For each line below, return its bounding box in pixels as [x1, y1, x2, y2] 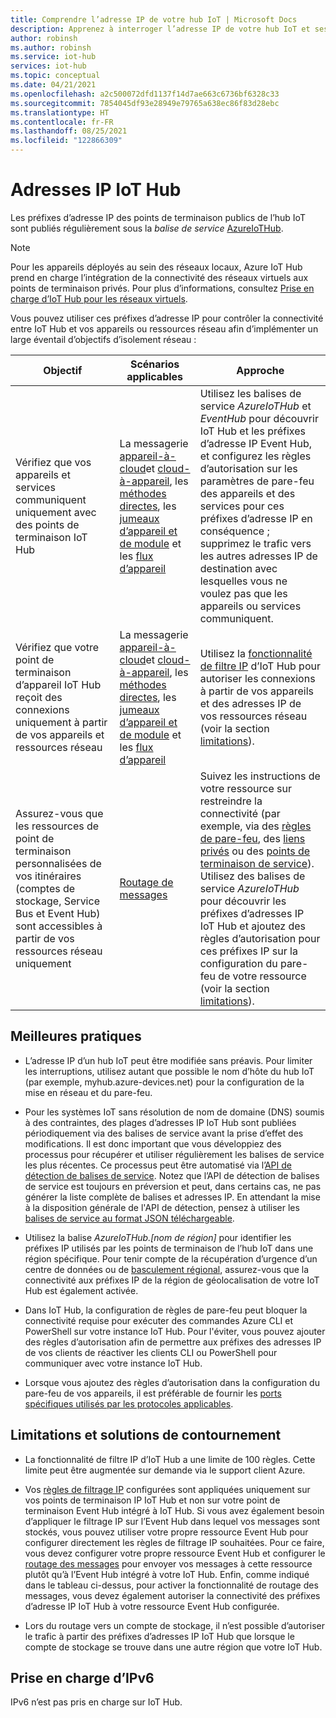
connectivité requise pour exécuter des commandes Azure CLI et [24, 1314, 294, 1326]
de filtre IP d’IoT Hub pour [199, 659, 321, 673]
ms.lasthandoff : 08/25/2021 [10, 126, 128, 136]
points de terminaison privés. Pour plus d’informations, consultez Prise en [10, 282, 315, 294]
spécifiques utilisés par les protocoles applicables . [24, 1397, 234, 1410]
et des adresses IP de [199, 696, 302, 710]
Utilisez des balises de [199, 869, 306, 883]
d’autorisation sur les [199, 461, 298, 475]
